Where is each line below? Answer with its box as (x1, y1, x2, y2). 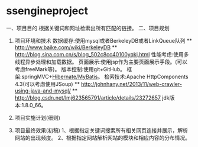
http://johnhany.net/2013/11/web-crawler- (80, 80, 182, 87)
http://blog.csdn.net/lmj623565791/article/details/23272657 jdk (14, 94, 170, 101)
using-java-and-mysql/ (14, 87, 71, 94)
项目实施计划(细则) (14, 114, 61, 121)
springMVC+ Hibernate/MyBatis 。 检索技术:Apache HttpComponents (21, 73, 189, 80)
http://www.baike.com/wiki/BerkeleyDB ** (14, 43, 118, 51)
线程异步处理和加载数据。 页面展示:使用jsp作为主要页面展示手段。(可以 (14, 58, 188, 65)
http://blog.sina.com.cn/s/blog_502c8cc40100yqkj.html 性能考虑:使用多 (14, 50, 189, 57)
